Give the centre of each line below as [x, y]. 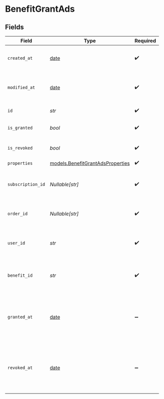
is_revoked [20, 148]
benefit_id [20, 276]
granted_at [20, 317]
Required [145, 41]
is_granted [20, 128]
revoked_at [20, 368]
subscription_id [26, 184]
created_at [20, 58]
